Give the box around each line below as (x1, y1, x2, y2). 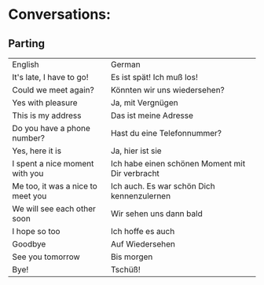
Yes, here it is (12, 145, 61, 156)
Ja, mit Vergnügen (110, 97, 178, 108)
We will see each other (12, 203, 96, 214)
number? (12, 133, 46, 143)
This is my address (12, 110, 82, 121)
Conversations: (8, 5, 112, 24)
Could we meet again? (12, 85, 94, 95)
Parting (8, 37, 46, 50)
